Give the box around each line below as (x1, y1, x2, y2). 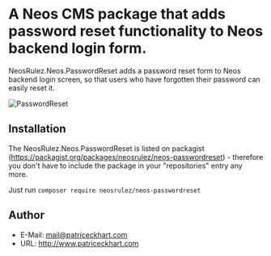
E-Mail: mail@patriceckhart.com (19, 229, 128, 239)
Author (8, 208, 44, 222)
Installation (8, 122, 66, 136)
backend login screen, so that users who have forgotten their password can (8, 74, 260, 84)
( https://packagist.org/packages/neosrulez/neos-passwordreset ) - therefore (8, 152, 264, 162)
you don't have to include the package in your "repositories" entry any (8, 161, 243, 170)
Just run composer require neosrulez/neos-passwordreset (8, 185, 201, 195)
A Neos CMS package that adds (8, 5, 227, 23)
